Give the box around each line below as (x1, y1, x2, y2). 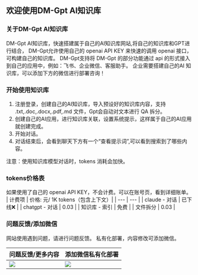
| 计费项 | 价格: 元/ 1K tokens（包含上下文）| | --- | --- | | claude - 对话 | (6, 196, 180, 204)
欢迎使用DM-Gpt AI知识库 (6, 5, 101, 16)
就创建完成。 (14, 123, 46, 130)
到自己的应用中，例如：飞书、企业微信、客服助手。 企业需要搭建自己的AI (6, 62, 185, 69)
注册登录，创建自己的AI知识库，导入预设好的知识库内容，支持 (14, 100, 166, 107)
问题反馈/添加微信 (6, 220, 58, 228)
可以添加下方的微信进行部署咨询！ (21, 69, 105, 76)
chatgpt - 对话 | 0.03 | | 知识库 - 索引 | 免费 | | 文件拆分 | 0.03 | (23, 204, 175, 211)
